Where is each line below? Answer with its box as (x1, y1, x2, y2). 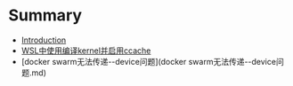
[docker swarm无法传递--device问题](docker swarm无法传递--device (20, 56, 277, 66)
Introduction (20, 35, 67, 45)
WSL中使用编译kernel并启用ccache (20, 45, 151, 56)
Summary (8, 5, 82, 26)
